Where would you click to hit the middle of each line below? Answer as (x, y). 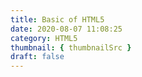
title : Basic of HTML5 (57, 19)
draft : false (37, 57)
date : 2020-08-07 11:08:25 (66, 29)
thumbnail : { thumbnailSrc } (71, 47)
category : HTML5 (44, 38)
